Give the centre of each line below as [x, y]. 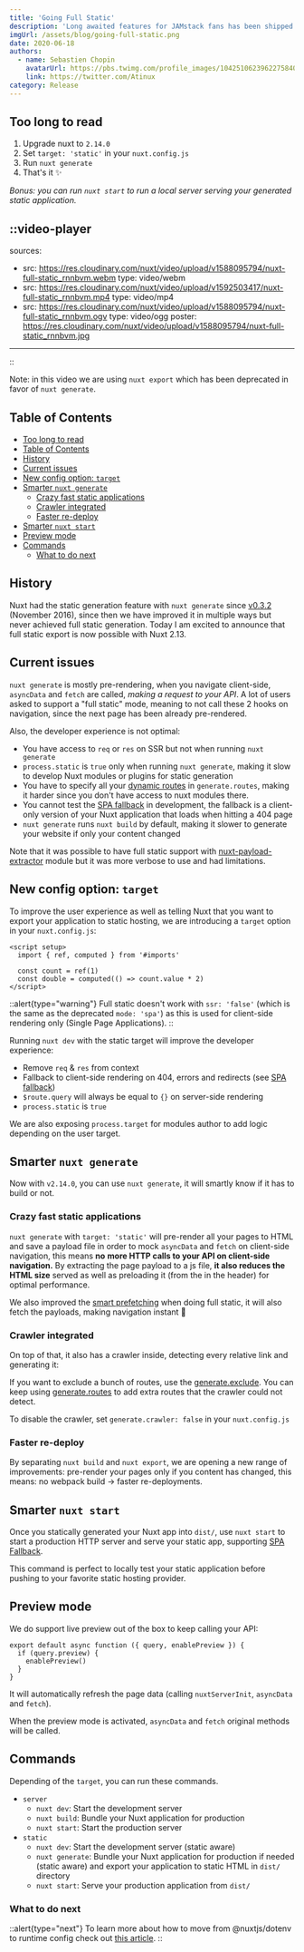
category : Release [44, 85]
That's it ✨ [42, 172]
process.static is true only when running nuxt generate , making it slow [157, 766]
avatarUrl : [46, 69]
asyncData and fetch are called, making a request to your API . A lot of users [150, 694]
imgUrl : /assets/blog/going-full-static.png [95, 34]
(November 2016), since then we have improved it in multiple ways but [140, 615]
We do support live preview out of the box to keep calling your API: [134, 1628]
